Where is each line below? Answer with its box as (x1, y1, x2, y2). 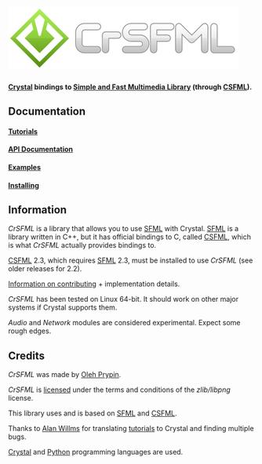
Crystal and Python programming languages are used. (8, 448, 184, 457)
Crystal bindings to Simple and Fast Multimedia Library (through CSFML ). (8, 82, 253, 92)
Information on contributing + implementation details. (8, 279, 180, 288)
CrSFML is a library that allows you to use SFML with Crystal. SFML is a (8, 224, 239, 234)
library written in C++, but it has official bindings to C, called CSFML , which (8, 232, 251, 241)
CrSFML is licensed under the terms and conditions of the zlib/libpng (8, 385, 231, 394)
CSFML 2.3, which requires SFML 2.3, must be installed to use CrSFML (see (8, 256, 253, 265)
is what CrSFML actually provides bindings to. (8, 241, 157, 250)
